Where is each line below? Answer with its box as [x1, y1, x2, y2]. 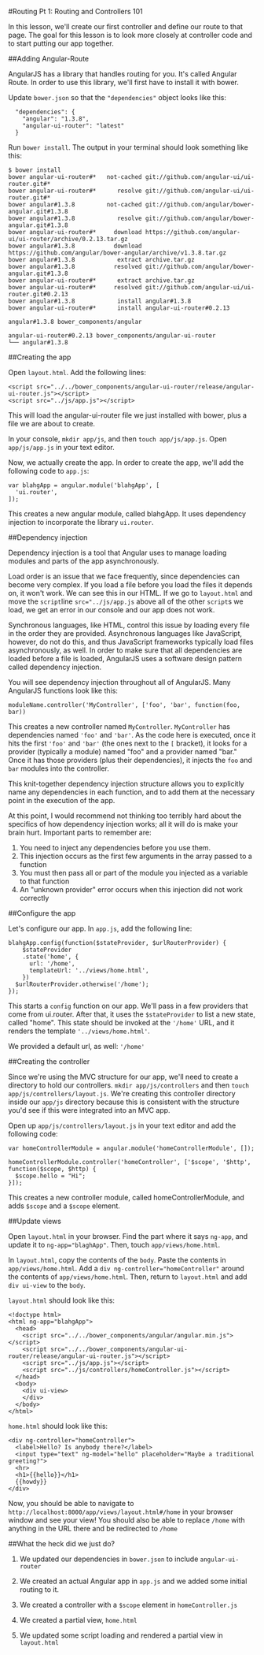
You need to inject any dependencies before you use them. [19, 843, 211, 852]
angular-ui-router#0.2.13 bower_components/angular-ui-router [8, 332, 216, 340]
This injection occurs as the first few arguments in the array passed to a [19, 851, 253, 861]
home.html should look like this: [8, 1422, 108, 1430]
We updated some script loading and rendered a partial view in [19, 1631, 224, 1640]
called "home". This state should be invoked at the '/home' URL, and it [8, 1018, 235, 1027]
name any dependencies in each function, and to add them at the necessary [8, 787, 255, 797]
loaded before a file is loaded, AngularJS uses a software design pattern [8, 654, 242, 663]
